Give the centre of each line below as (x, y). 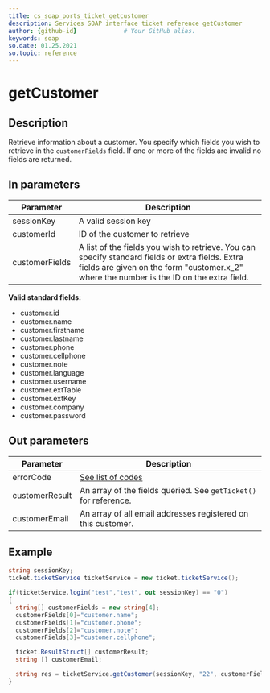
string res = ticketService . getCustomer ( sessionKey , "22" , (117, 674)
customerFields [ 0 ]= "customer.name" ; (77, 615)
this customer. (106, 523)
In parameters (44, 185)
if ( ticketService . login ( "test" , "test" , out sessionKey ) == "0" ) (118, 593)
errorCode (32, 477)
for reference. (105, 500)
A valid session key (115, 221)
